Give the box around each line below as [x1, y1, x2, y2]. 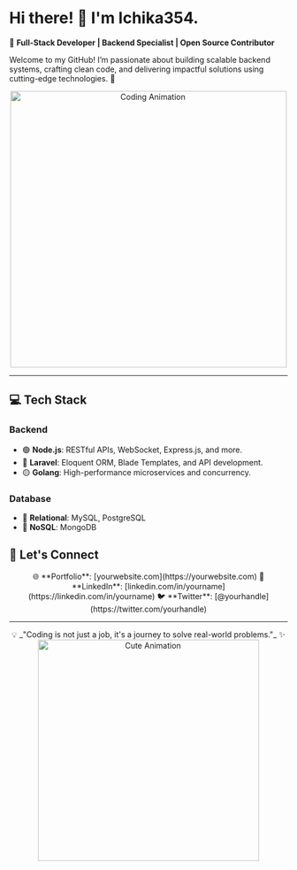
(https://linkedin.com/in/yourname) [27, 590, 156, 601]
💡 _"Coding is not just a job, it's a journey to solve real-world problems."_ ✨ [11, 628, 286, 640]
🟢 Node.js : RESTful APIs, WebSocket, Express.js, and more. [21, 444, 243, 455]
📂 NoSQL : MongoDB [21, 521, 97, 532]
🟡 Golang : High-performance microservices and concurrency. [21, 466, 252, 477]
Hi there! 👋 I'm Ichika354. [9, 8, 199, 28]
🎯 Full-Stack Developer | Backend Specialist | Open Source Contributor [9, 37, 276, 48]
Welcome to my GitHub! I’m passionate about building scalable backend [9, 54, 271, 65]
